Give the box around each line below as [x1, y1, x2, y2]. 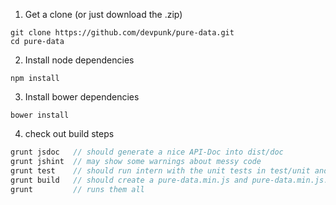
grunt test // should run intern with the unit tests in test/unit [10, 165, 311, 176]
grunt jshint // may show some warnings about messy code [10, 156, 262, 166]
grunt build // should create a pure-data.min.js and [10, 175, 248, 185]
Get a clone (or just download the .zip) [24, 9, 183, 20]
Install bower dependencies [24, 91, 140, 103]
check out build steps [24, 128, 115, 139]
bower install [10, 110, 70, 120]
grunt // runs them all [10, 184, 145, 194]
